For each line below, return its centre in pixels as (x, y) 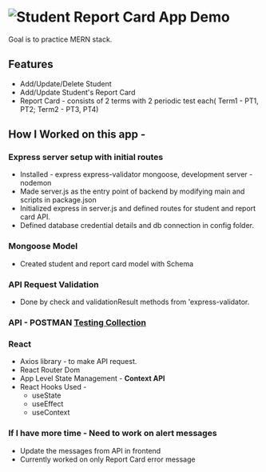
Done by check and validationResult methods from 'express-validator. (135, 302)
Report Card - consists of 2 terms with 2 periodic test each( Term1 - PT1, (139, 101)
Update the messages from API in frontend (90, 450)
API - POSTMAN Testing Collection (77, 322)
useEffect (48, 404)
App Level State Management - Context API (92, 378)
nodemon (36, 183)
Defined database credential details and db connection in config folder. (137, 226)
